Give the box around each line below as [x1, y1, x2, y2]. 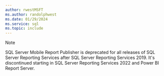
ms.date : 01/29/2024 [5, 16, 48, 21]
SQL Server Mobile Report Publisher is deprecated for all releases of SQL [5, 49, 156, 55]
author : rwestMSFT [5, 7, 43, 12]
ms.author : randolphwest [5, 12, 57, 17]
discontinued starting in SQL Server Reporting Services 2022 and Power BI [5, 60, 160, 66]
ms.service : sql [5, 21, 39, 26]
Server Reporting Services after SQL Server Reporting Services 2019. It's [5, 54, 155, 60]
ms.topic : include [5, 26, 43, 31]
